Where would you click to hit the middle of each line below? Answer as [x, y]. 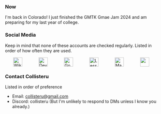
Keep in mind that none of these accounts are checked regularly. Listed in [79, 45]
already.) [21, 106]
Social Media [21, 35]
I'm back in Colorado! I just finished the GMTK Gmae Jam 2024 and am [76, 17]
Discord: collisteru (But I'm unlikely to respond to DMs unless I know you [84, 101]
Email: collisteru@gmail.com [40, 96]
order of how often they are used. [38, 50]
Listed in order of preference [34, 87]
